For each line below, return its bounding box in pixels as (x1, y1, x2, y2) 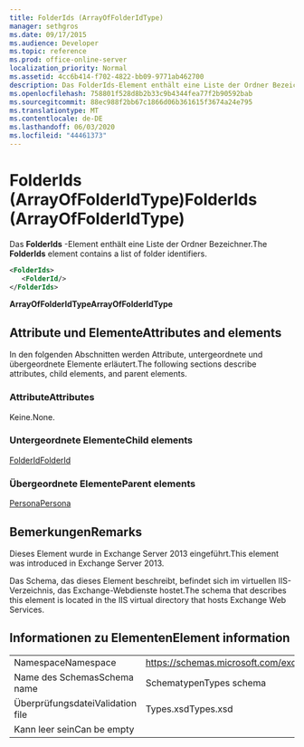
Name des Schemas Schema (14, 671, 134, 684)
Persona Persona (9, 498, 71, 509)
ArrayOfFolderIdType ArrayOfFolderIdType (9, 299, 174, 310)
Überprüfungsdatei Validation (14, 696, 138, 709)
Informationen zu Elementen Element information (9, 630, 290, 646)
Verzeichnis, (9, 585, 56, 596)
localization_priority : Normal (9, 64, 128, 73)
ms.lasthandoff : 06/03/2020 (9, 123, 116, 132)
